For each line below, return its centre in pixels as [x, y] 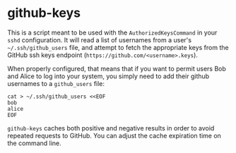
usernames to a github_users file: [56, 83]
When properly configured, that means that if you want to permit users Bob [117, 68]
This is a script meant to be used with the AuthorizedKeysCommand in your [112, 32]
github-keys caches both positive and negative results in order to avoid [111, 128]
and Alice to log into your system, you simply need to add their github [108, 76]
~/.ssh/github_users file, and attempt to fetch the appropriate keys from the [118, 47]
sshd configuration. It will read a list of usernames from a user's [100, 39]
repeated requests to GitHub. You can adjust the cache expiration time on [114, 135]
